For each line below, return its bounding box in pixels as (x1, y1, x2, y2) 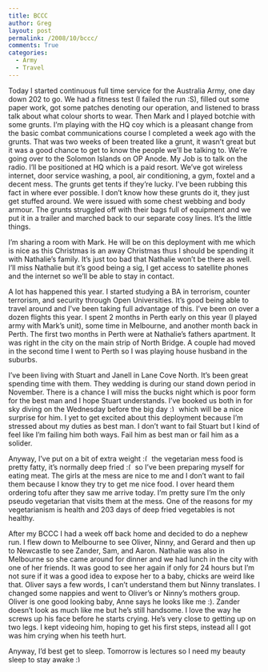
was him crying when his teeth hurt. (8, 630, 126, 640)
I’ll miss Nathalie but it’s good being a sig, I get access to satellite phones (8, 262, 249, 272)
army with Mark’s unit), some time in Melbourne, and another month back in (8, 321, 258, 330)
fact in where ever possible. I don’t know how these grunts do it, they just (8, 187, 250, 197)
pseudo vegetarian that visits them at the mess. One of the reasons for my (8, 496, 254, 506)
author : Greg (8, 19, 52, 27)
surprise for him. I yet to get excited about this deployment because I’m (8, 413, 243, 422)
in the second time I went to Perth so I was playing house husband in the (8, 346, 248, 356)
